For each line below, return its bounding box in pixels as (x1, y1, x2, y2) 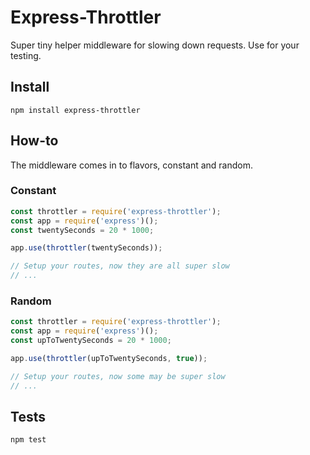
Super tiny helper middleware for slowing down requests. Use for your (10, 39, 300, 51)
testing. (10, 49, 42, 61)
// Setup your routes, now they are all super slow (10, 261, 230, 271)
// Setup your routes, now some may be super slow (10, 371, 226, 381)
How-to (10, 132, 59, 150)
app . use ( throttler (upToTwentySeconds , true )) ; (10, 354, 208, 364)
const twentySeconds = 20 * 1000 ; (10, 225, 155, 235)
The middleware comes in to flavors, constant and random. (10, 159, 254, 171)
